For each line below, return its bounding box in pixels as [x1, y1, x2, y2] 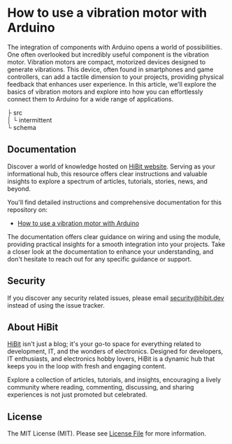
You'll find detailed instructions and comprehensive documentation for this [7, 198, 222, 206]
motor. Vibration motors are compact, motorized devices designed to [7, 57, 206, 66]
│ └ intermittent [7, 115, 52, 124]
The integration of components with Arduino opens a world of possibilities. [7, 43, 222, 51]
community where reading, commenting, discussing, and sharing [7, 383, 194, 392]
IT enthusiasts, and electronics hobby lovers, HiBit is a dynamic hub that [7, 355, 215, 363]
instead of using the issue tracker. [7, 301, 105, 309]
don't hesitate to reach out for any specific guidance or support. [7, 255, 192, 263]
